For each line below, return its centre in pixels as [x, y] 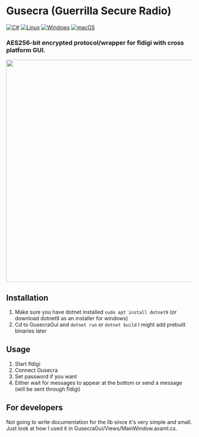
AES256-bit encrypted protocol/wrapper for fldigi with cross [95, 43]
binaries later [31, 331]
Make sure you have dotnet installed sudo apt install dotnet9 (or [96, 312]
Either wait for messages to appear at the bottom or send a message [98, 382]
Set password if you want [46, 376]
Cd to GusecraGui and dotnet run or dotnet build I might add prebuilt [100, 325]
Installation [27, 298]
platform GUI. [26, 50]
